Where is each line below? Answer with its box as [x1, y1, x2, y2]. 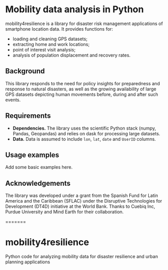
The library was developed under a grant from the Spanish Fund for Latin [5, 192, 158, 199]
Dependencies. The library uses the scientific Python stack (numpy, [12, 125, 156, 131]
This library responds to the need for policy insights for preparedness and [5, 80, 160, 86]
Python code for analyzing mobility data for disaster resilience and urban [5, 254, 158, 260]
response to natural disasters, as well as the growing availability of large [5, 86, 157, 92]
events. [5, 96, 21, 103]
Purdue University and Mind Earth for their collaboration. [5, 209, 124, 215]
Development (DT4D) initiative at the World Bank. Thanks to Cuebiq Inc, [5, 203, 155, 210]
